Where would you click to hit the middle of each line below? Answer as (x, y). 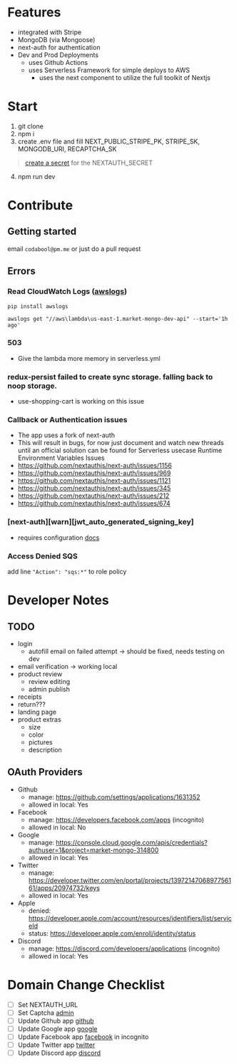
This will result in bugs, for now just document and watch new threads (121, 443)
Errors (21, 271)
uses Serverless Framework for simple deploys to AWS (109, 70)
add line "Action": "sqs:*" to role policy (67, 572)
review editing (49, 682)
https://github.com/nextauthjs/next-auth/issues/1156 (95, 466)
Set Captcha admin (46, 1013)
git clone (31, 126)
